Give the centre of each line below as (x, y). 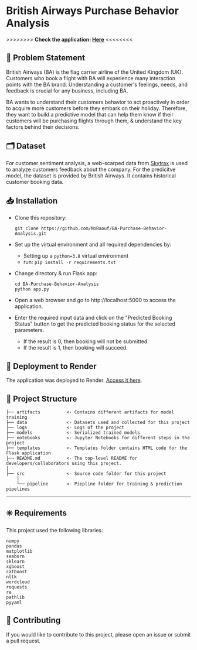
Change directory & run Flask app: (56, 273)
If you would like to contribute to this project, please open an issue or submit (98, 634)
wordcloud (18, 582)
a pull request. (23, 641)
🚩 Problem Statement (46, 58)
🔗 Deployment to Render (51, 366)
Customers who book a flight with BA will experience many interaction (91, 78)
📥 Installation (32, 201)
